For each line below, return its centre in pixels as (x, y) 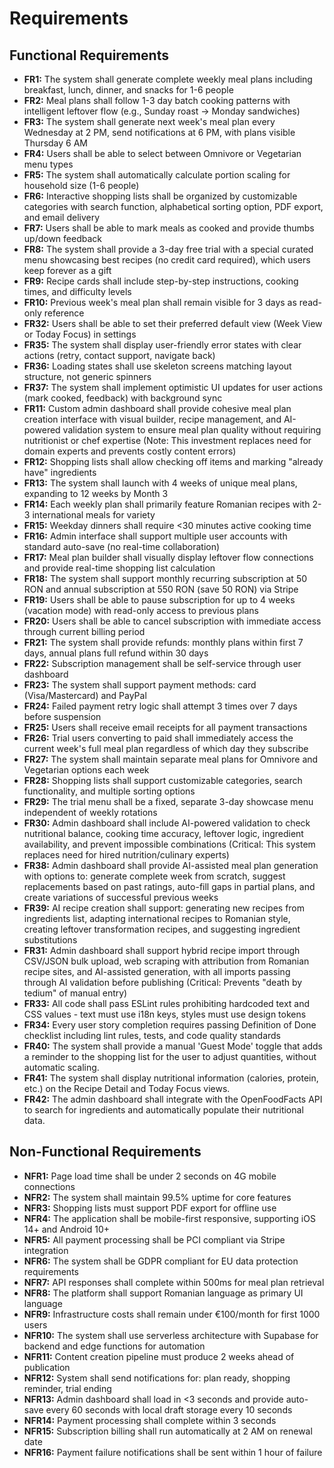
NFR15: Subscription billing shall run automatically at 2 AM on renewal (168, 1431)
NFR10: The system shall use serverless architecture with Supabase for (171, 1335)
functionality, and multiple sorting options (109, 791)
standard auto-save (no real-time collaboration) (122, 546)
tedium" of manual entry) (75, 993)
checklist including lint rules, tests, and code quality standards (152, 1035)
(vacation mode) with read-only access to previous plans (141, 610)
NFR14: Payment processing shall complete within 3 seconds (150, 1420)
